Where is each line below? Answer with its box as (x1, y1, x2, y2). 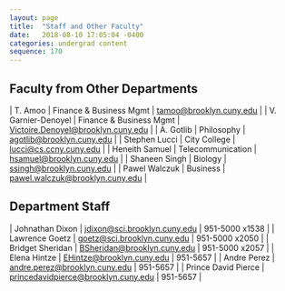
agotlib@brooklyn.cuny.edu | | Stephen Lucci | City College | (9, 134, 236, 145)
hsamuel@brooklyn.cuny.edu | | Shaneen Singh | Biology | (9, 153, 227, 164)
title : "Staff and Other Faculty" (9, 22, 144, 31)
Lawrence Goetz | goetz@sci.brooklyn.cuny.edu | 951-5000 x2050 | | (9, 233, 270, 244)
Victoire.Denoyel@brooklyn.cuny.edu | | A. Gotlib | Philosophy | (9, 124, 246, 135)
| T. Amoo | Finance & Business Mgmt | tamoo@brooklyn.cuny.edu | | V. (9, 105, 277, 115)
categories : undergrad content (9, 38, 128, 48)
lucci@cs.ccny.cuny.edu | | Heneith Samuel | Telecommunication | (9, 143, 257, 155)
